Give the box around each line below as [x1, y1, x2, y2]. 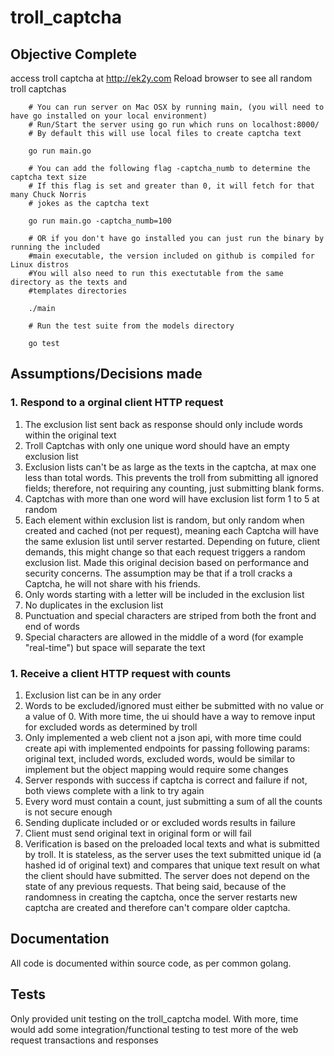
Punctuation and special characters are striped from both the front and [24, 609, 317, 621]
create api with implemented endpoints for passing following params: [24, 742, 310, 754]
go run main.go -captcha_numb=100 [28, 216, 172, 226]
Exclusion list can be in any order [24, 689, 162, 701]
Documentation [10, 931, 110, 948]
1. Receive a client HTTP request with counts [10, 666, 232, 680]
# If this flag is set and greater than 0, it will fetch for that [28, 181, 315, 191]
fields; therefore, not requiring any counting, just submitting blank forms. [24, 482, 325, 494]
